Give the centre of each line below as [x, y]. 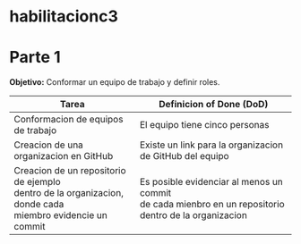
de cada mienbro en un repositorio [212, 205]
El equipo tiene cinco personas [204, 125]
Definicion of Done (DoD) [213, 105]
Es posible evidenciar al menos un [211, 182]
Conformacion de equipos [69, 120]
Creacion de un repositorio [70, 171]
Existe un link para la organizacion [211, 145]
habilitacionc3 [64, 17]
